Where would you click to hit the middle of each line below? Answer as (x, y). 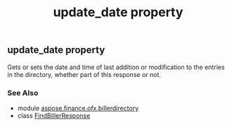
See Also (23, 92)
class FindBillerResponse (54, 115)
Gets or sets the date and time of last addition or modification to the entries (116, 67)
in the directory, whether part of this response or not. (84, 74)
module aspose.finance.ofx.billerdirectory (78, 108)
